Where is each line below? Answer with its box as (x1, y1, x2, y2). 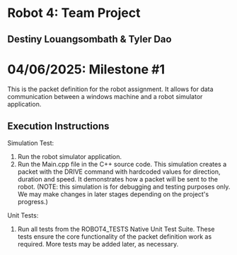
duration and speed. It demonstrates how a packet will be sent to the (17, 175, 218, 184)
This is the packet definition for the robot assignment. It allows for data (7, 85, 214, 93)
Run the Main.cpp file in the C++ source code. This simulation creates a (17, 160, 227, 169)
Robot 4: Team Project (7, 5, 141, 21)
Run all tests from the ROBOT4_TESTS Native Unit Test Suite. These (17, 225, 215, 234)
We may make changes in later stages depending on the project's (17, 190, 209, 198)
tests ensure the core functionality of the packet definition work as (17, 232, 212, 241)
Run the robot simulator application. (17, 153, 122, 161)
